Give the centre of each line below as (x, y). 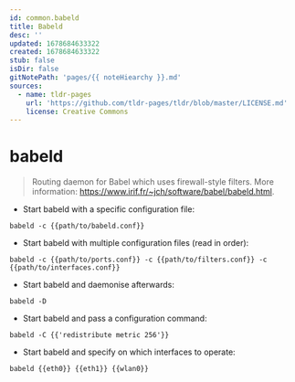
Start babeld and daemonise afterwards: (99, 285)
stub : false (32, 60)
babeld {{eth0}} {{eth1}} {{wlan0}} (79, 369)
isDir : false (34, 69)
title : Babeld (37, 27)
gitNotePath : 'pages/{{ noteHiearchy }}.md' (95, 78)
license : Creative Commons (77, 111)
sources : (26, 86)
